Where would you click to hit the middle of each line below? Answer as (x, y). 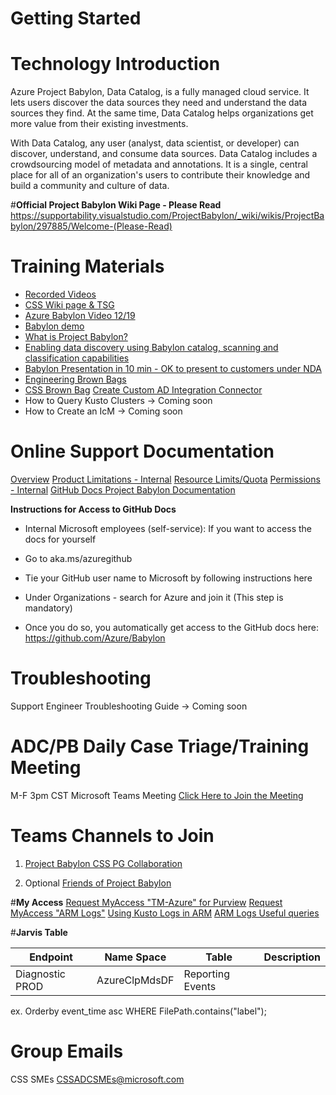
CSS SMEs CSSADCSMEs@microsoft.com (97, 1079)
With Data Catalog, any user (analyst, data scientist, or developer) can (155, 143)
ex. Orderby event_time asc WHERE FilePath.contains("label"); (138, 1011)
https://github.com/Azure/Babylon (95, 638)
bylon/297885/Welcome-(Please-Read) (91, 226)
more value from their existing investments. (99, 124)
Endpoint (51, 957)
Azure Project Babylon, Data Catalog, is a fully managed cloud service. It (160, 92)
